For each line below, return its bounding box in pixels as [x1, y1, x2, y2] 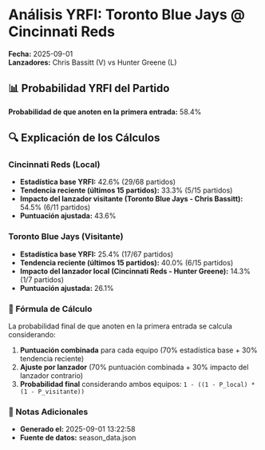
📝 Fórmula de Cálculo [8, 303, 93, 314]
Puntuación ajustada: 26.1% [19, 283, 114, 293]
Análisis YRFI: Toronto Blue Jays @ [8, 6, 245, 24]
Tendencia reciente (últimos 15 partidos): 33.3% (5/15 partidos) [19, 185, 233, 195]
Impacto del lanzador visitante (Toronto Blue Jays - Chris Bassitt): [19, 194, 243, 204]
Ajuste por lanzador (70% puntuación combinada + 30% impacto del [19, 362, 249, 372]
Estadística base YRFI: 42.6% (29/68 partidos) [19, 177, 176, 187]
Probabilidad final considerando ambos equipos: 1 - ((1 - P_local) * [19, 380, 255, 389]
